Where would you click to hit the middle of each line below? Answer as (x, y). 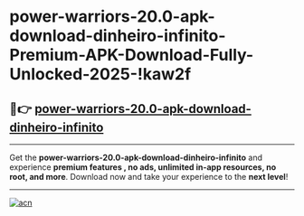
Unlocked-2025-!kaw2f (100, 75)
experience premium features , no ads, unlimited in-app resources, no (143, 167)
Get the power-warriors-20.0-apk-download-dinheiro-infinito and (136, 157)
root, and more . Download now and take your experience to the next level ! (149, 177)
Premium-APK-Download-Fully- (132, 55)
